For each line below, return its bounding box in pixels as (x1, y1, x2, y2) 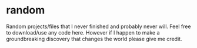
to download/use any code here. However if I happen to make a (6, 29, 160, 36)
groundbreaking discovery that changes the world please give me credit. (6, 35, 182, 42)
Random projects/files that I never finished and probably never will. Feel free (6, 23, 191, 30)
